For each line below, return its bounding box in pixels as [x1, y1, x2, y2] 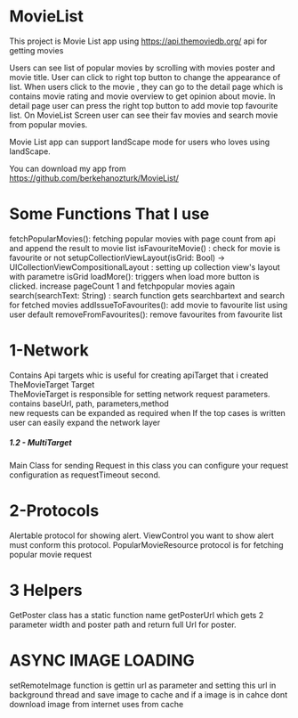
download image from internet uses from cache [9, 698, 184, 709]
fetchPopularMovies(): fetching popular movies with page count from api [9, 233, 276, 244]
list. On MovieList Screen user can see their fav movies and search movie [9, 110, 278, 120]
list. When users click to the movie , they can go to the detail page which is [9, 81, 284, 92]
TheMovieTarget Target [9, 379, 95, 389]
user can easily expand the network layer [9, 417, 161, 428]
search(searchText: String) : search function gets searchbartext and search [9, 290, 286, 300]
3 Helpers [9, 580, 83, 600]
